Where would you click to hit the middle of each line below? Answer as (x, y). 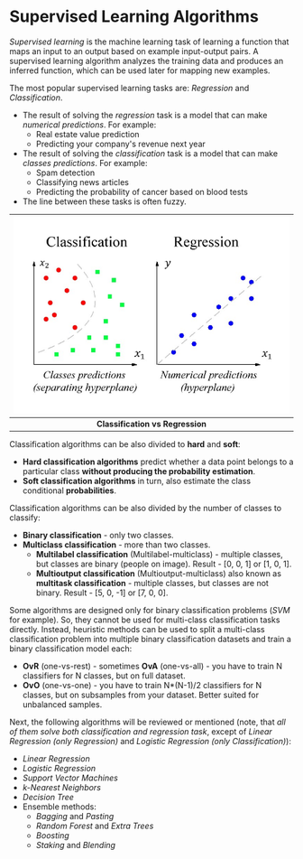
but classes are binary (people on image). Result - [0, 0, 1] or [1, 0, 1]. (164, 564)
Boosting (52, 835)
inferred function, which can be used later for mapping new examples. (140, 70)
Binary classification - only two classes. (98, 535)
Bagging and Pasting (75, 816)
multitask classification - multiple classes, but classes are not (152, 583)
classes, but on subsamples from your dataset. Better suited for (141, 695)
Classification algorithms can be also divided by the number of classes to (146, 508)
